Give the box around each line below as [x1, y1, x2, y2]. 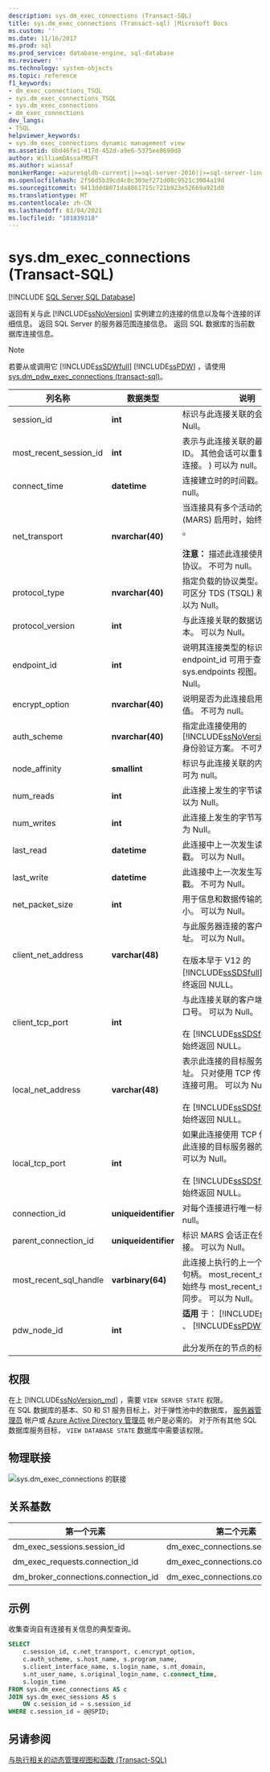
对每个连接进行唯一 [182, 1203, 256, 1214]
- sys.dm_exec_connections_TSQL [8, 94, 117, 102]
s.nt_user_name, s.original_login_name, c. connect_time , [22, 1670, 218, 1679]
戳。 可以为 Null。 [182, 851, 251, 862]
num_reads [12, 791, 55, 802]
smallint [111, 763, 143, 774]
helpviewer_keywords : [8, 131, 81, 139]
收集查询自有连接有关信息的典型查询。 [8, 1624, 135, 1634]
